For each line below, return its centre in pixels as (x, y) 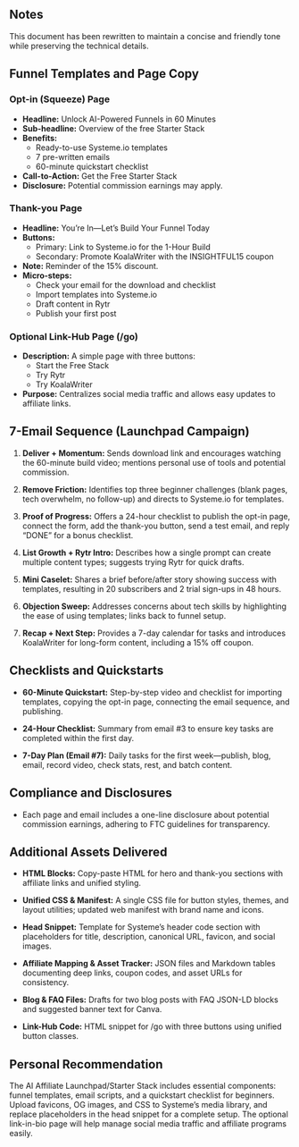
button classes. (50, 1036)
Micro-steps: (47, 275)
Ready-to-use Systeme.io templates (101, 148)
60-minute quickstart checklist (92, 166)
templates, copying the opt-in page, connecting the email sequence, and (156, 702)
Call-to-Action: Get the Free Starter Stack (100, 176)
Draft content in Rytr (73, 304)
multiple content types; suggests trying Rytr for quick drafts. (133, 561)
